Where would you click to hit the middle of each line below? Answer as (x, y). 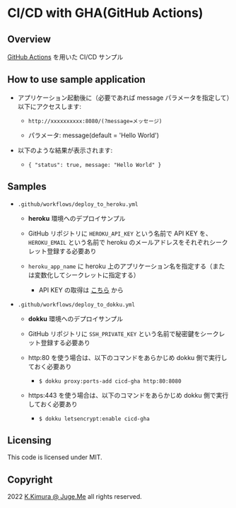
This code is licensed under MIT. (55, 457)
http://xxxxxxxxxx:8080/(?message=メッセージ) (95, 121)
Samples (27, 186)
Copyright (30, 479)
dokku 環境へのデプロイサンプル (76, 318)
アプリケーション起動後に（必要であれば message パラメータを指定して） (124, 98)
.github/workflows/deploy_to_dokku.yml (76, 305)
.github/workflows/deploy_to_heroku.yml (78, 204)
